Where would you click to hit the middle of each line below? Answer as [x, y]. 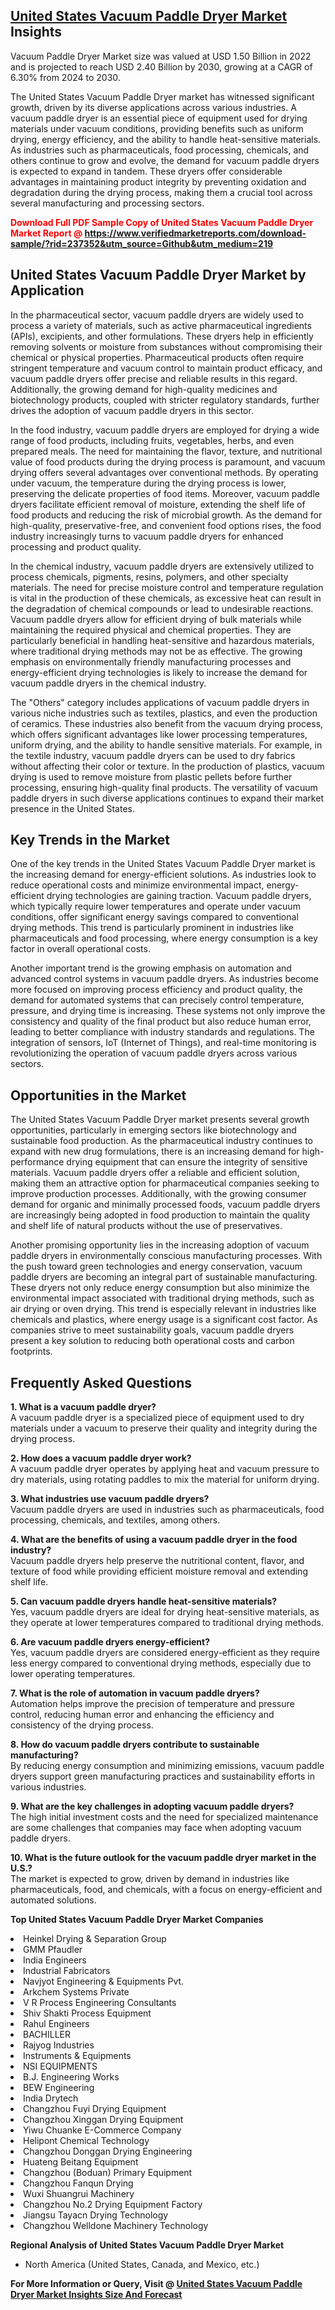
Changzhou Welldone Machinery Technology [116, 2226]
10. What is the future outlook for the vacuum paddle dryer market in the [163, 1858]
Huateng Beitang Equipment [81, 2162]
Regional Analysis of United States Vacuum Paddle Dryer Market [147, 2245]
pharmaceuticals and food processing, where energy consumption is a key [164, 938]
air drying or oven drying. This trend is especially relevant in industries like [163, 1309]
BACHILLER [47, 2035]
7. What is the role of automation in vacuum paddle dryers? [135, 1693]
